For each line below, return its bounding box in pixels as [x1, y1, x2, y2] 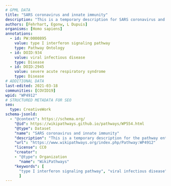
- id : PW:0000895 [10, 36, 47, 41]
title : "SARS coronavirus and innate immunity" [5, 12, 108, 17]
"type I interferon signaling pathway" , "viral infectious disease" [18, 169, 167, 174]
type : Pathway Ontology [14, 45, 65, 50]
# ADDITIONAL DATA [5, 78, 44, 84]
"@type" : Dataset [14, 126, 51, 131]
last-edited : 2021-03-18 [5, 83, 58, 88]
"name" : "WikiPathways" [18, 159, 70, 164]
